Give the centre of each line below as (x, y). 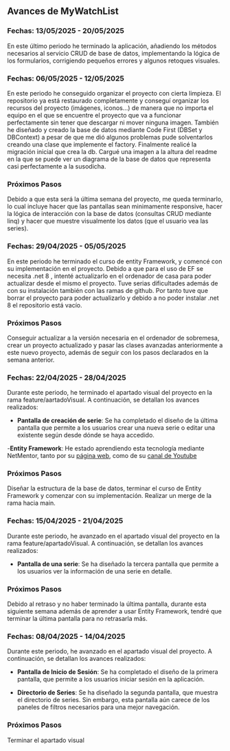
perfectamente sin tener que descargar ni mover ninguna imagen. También (113, 122)
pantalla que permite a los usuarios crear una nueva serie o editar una (116, 428)
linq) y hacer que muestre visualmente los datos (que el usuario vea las (108, 221)
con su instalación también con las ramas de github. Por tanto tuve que (107, 290)
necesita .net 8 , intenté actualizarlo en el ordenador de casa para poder (109, 276)
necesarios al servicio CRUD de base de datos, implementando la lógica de (114, 53)
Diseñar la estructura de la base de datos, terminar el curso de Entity (104, 488)
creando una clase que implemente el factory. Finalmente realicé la (102, 144)
